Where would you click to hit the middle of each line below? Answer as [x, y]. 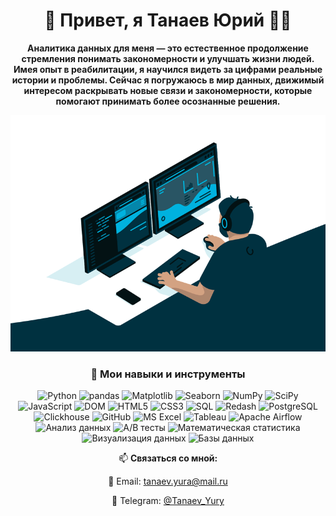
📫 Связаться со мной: [168, 458]
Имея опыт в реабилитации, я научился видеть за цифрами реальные [168, 69]
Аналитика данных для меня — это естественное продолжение [168, 48]
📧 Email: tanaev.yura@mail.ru [168, 481]
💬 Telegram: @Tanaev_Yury [168, 501]
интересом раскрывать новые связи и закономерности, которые [168, 90]
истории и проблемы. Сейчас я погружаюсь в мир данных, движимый [168, 80]
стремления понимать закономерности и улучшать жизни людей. [168, 58]
